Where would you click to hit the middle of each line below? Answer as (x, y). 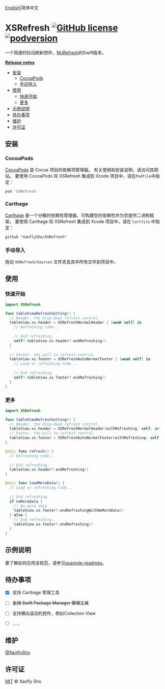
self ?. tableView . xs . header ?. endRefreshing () (60, 341)
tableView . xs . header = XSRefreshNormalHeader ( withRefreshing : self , (81, 429)
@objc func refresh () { (29, 451)
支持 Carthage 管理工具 (36, 593)
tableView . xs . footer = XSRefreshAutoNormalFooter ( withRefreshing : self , (85, 438)
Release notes (20, 62)
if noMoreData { (26, 501)
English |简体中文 (22, 8)
